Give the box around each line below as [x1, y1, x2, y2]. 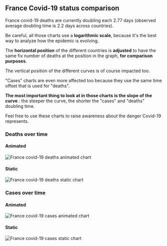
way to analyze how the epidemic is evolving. [5, 38, 99, 44]
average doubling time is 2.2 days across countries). [5, 23, 114, 29]
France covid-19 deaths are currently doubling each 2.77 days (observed [5, 17, 156, 23]
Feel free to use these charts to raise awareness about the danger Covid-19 [5, 113, 161, 119]
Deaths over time [5, 130, 48, 137]
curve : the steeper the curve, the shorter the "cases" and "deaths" [5, 98, 145, 104]
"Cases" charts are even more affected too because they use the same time [5, 77, 162, 83]
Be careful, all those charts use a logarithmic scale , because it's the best [5, 32, 157, 38]
